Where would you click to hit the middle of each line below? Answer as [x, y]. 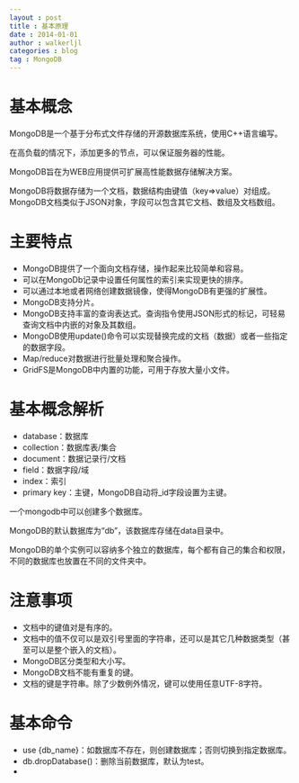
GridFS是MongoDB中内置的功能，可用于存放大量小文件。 [128, 369]
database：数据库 [55, 436]
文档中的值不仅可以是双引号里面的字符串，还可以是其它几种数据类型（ [152, 638]
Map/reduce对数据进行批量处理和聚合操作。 [104, 358]
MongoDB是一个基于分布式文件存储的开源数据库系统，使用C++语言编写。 [146, 133]
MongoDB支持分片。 [61, 301]
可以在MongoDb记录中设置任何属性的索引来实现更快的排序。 [135, 279]
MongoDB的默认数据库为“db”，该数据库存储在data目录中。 [119, 530]
